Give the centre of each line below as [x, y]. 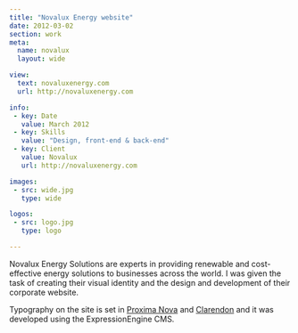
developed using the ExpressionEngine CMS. [92, 319]
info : [19, 108]
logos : [21, 215]
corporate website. [44, 292]
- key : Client [39, 149]
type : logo [41, 231]
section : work [36, 34]
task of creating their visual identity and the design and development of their [150, 282]
